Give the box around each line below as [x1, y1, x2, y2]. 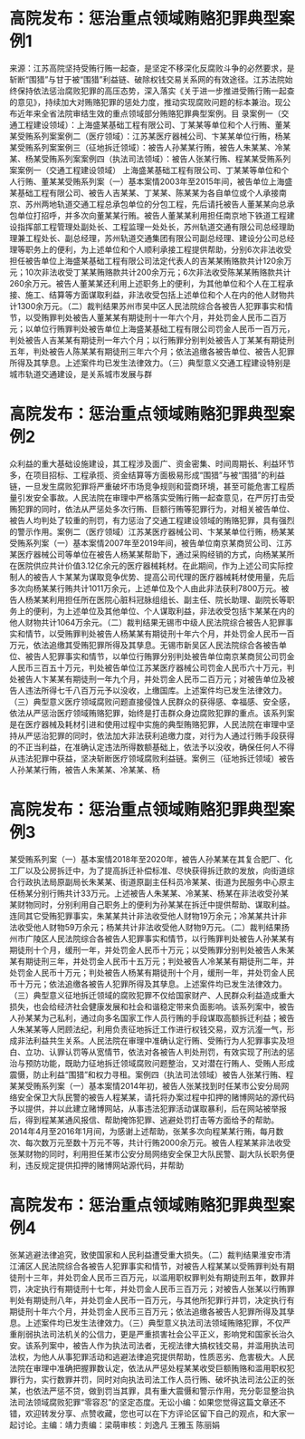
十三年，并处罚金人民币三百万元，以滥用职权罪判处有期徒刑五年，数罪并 [24, 1271, 295, 1283]
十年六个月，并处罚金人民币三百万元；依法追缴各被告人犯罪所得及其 [33, 1306, 287, 1317]
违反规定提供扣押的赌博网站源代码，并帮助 [24, 1160, 184, 1171]
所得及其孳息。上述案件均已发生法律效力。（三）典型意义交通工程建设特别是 [9, 357, 291, 368]
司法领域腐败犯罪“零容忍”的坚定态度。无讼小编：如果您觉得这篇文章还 [16, 1396, 279, 1407]
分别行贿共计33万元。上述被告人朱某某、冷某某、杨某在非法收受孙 [33, 888, 281, 899]
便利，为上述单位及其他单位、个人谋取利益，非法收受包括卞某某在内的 [33, 605, 295, 617]
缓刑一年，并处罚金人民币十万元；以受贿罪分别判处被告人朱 [64, 944, 287, 955]
